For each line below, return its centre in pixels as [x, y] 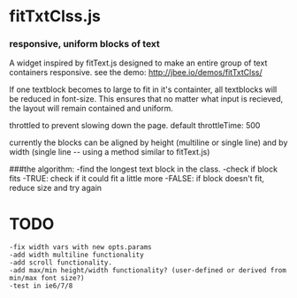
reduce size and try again [56, 188]
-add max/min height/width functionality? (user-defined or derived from [148, 271]
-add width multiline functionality [76, 255]
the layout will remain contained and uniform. [91, 109]
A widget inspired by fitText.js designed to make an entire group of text [138, 63]
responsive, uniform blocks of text [85, 44]
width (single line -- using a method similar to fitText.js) [110, 152]
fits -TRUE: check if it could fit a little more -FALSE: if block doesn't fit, [137, 179]
